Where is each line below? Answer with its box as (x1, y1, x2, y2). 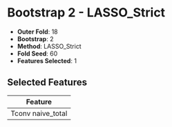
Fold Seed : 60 (17, 49, 58, 58)
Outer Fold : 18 (17, 27, 58, 36)
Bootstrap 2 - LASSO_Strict (7, 5, 166, 21)
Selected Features (7, 77, 88, 89)
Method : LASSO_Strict (17, 42, 82, 50)
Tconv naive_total (10, 108, 68, 118)
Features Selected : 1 (17, 56, 77, 65)
